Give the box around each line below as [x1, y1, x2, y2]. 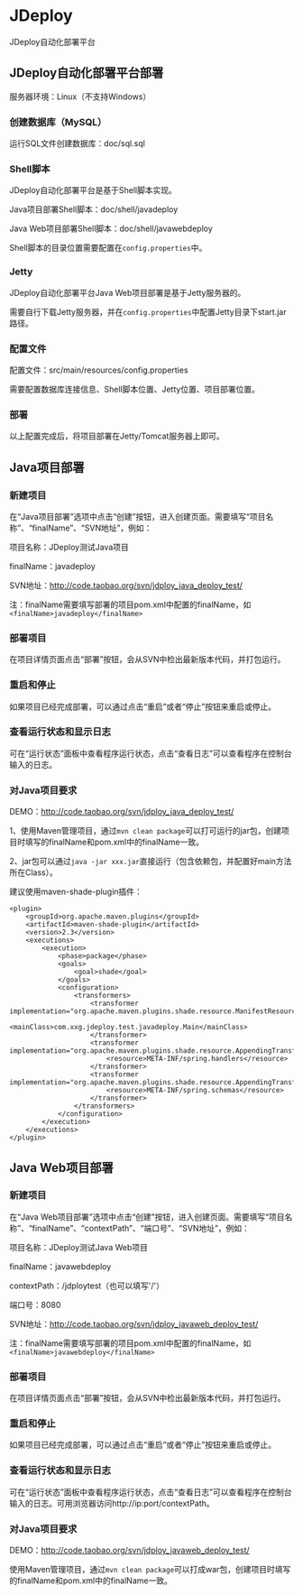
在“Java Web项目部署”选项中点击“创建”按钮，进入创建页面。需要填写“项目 [9, 1211, 285, 1222]
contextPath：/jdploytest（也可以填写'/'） [9, 1280, 165, 1291]
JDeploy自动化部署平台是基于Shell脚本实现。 [9, 185, 178, 196]
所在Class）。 [9, 867, 59, 878]
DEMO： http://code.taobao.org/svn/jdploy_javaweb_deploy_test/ [9, 1544, 250, 1555]
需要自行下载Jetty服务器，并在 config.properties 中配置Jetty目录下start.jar [9, 306, 287, 317]
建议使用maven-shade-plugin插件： [9, 886, 142, 898]
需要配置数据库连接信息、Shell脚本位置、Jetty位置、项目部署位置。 [9, 383, 260, 394]
